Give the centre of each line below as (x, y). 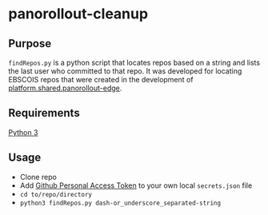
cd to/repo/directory (56, 194)
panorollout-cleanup (78, 14)
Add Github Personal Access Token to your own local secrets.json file (136, 185)
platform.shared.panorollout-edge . (65, 88)
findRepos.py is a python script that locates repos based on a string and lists (134, 62)
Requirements (44, 113)
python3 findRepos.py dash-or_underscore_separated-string (120, 203)
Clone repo (38, 177)
